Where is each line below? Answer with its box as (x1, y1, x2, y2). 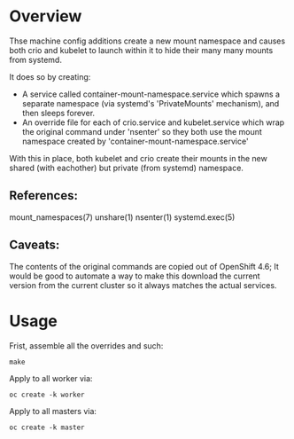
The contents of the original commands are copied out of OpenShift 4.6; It (9, 261, 279, 271)
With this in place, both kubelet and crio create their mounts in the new (9, 153, 267, 163)
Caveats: (9, 238, 60, 253)
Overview (9, 6, 82, 27)
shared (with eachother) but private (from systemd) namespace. (9, 162, 244, 173)
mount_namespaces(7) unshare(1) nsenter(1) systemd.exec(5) (9, 211, 236, 223)
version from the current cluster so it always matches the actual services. (9, 279, 277, 290)
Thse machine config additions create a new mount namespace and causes (9, 35, 286, 46)
